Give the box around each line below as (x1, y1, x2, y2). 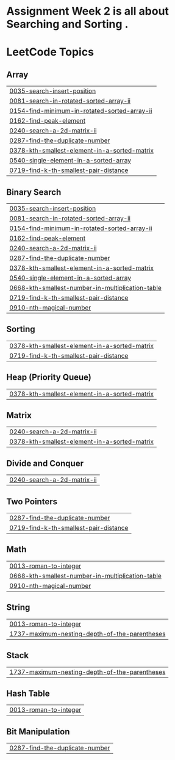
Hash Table (6, 688, 50, 698)
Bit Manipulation (6, 726, 70, 737)
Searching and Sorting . (6, 17, 129, 31)
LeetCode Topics (6, 45, 95, 59)
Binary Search (6, 187, 62, 197)
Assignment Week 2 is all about (6, 4, 170, 18)
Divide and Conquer (6, 458, 84, 468)
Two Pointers (6, 496, 58, 507)
